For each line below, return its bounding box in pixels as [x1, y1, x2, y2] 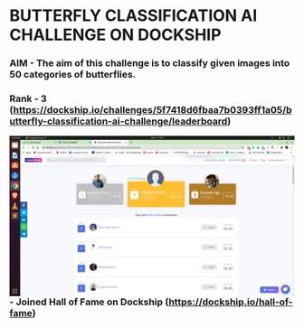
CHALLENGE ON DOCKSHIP [9, 24, 222, 45]
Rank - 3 [9, 92, 47, 105]
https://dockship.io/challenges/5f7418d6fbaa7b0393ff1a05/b [13, 104, 292, 117]
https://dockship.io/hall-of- [168, 295, 293, 308]
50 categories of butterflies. [9, 69, 137, 81]
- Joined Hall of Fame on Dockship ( [9, 295, 169, 308]
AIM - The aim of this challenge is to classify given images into [9, 57, 290, 70]
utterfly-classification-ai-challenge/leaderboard [9, 115, 228, 127]
